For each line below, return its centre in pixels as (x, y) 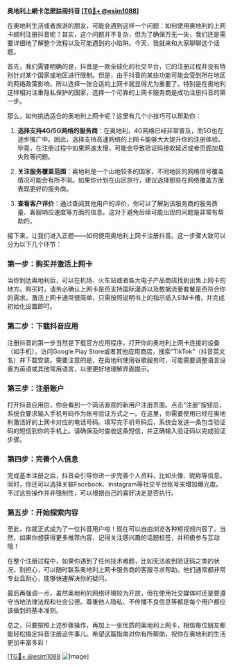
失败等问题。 (35, 157)
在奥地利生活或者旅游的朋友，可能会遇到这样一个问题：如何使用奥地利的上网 (116, 26)
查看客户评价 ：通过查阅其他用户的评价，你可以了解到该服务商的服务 (114, 203)
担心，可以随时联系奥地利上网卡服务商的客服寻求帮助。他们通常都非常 (126, 570)
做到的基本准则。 (37, 611)
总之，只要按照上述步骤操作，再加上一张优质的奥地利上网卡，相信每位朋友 (113, 625)
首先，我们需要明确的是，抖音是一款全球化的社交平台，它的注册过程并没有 (113, 66)
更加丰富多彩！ (28, 643)
